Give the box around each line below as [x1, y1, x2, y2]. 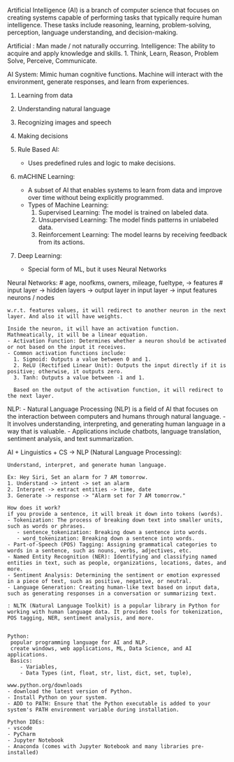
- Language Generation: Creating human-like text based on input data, [7, 584, 220, 591]
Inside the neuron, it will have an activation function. [7, 325, 180, 332]
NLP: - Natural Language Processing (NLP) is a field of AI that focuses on [7, 405, 219, 413]
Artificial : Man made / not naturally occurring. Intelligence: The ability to [7, 42, 215, 50]
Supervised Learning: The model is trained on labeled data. [38, 208, 209, 216]
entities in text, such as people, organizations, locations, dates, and [7, 559, 227, 566]
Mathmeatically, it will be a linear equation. [7, 331, 149, 338]
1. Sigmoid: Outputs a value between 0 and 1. [13, 356, 152, 363]
